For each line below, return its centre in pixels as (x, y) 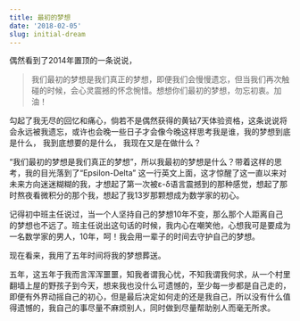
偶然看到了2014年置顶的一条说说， (73, 61)
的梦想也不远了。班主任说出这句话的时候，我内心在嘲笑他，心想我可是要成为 (150, 226)
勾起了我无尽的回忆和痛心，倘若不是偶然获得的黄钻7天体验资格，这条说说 (144, 120)
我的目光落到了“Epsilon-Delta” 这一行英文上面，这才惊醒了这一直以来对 (156, 173)
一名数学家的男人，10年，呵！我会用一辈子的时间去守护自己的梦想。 (135, 236)
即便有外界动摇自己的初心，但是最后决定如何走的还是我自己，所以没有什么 (146, 297)
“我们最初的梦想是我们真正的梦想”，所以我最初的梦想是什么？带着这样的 (142, 162)
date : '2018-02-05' (46, 26)
